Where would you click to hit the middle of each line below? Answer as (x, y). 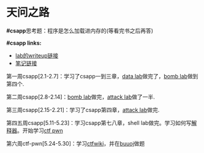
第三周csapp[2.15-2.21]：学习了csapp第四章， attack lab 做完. (83, 110)
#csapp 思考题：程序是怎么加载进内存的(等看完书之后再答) (80, 31)
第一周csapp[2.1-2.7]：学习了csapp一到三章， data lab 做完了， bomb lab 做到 (102, 76)
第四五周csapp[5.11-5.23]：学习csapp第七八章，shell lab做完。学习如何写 (99, 122)
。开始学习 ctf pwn (40, 130)
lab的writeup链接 (37, 55)
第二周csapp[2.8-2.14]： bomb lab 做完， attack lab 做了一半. (81, 97)
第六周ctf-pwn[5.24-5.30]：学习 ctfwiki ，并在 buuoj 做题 (76, 143)
